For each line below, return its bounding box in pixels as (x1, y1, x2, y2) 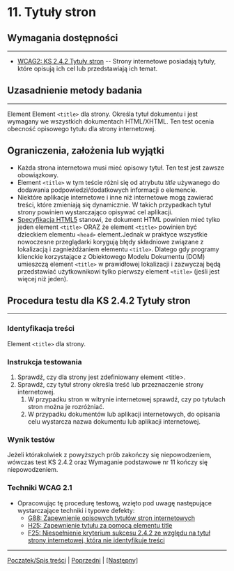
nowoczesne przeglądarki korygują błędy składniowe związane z (17, 237, 204, 246)
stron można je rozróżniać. (27, 403, 104, 411)
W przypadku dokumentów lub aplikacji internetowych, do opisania (27, 410, 221, 419)
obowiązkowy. (17, 170, 59, 179)
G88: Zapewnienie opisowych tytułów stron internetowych (27, 514, 196, 522)
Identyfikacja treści (7, 324, 75, 334)
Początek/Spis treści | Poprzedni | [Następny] (7, 556, 139, 564)
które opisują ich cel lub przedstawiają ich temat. (17, 64, 158, 73)
